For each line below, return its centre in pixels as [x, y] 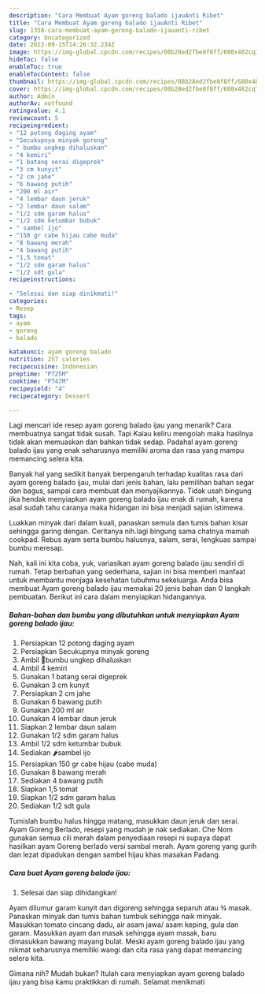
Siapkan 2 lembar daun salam [68, 727]
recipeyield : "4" [37, 389]
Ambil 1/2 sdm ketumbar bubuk [71, 744]
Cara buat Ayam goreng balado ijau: [70, 873]
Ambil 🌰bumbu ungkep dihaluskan [76, 660]
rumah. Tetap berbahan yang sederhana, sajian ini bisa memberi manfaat [127, 572]
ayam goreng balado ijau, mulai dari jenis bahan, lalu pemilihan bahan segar [132, 483]
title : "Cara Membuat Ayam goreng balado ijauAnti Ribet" [106, 23]
